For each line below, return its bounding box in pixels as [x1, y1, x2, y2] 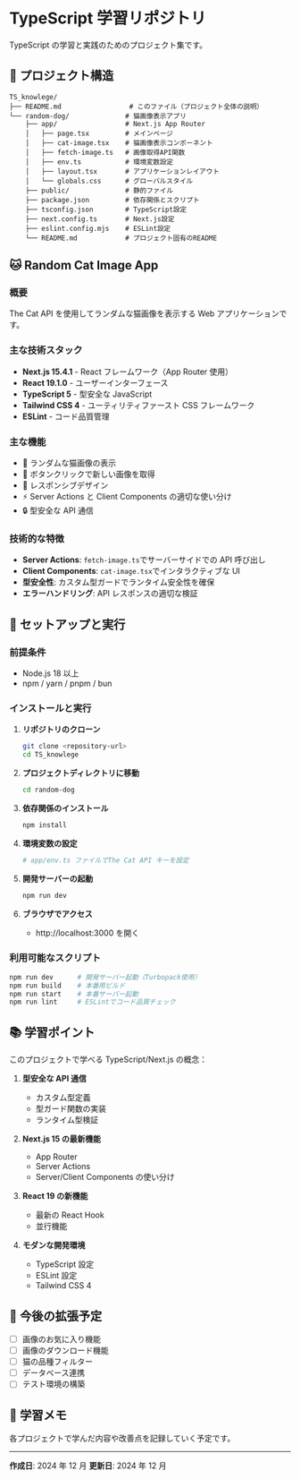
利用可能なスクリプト [9, 952, 101, 964]
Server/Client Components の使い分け [35, 1172, 176, 1183]
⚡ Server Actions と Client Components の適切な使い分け [21, 492, 232, 502]
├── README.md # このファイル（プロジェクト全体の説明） [9, 102, 264, 111]
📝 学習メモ [9, 1407, 67, 1423]
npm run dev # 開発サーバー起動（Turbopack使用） [9, 972, 202, 981]
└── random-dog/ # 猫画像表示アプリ [9, 111, 187, 121]
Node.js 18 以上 [21, 668, 79, 679]
